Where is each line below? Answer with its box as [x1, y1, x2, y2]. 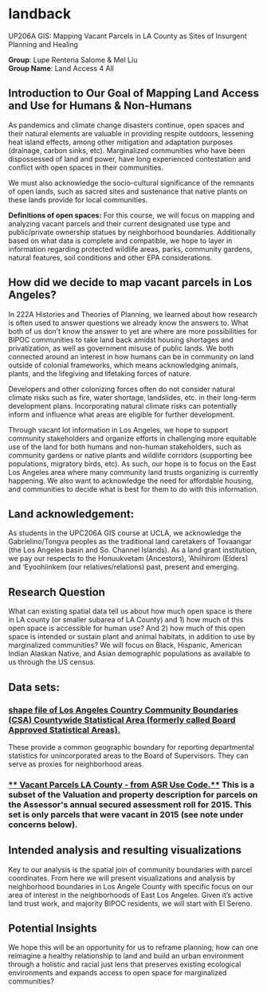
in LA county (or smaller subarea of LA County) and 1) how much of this [8, 615, 244, 625]
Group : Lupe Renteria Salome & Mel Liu [8, 55, 138, 65]
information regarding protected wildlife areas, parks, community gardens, [8, 244, 253, 253]
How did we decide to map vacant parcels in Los [8, 276, 253, 289]
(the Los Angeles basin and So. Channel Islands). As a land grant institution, [8, 545, 257, 555]
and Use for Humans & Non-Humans [8, 99, 193, 112]
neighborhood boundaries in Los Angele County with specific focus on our [8, 881, 253, 891]
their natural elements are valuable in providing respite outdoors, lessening [8, 128, 254, 138]
